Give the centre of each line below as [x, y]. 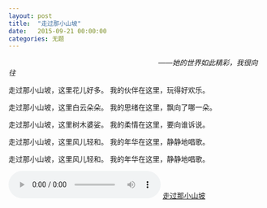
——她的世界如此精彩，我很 [205, 63]
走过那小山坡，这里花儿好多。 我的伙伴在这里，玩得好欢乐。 [109, 90]
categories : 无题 [37, 39]
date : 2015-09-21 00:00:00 [58, 31]
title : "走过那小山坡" [45, 24]
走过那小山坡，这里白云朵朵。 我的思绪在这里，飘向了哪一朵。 [112, 107]
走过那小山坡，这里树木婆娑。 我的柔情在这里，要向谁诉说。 [109, 125]
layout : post [30, 16]
